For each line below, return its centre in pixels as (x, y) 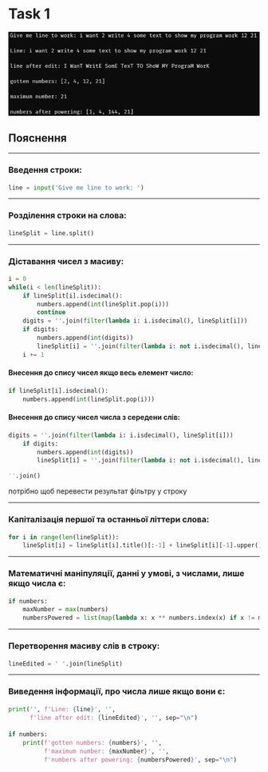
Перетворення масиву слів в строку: (84, 646)
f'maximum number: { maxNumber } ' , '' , (106, 752)
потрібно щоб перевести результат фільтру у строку (98, 491)
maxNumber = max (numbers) (66, 610)
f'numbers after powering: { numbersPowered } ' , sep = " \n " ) (140, 760)
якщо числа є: (37, 583)
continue (51, 313)
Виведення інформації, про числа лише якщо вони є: (117, 691)
